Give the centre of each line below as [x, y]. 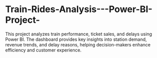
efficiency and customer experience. [43, 50]
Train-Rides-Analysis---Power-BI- [79, 9]
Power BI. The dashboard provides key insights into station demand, [76, 39]
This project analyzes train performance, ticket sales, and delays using [79, 34]
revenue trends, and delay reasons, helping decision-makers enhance [78, 44]
